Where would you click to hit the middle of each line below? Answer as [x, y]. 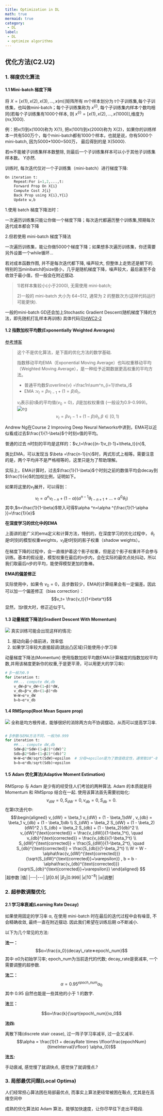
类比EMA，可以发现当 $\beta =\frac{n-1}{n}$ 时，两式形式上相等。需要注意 [80, 454]
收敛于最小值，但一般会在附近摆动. [40, 275]
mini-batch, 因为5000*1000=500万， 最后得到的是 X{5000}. [65, 141]
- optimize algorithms [30, 41]
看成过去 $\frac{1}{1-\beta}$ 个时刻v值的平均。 [55, 433]
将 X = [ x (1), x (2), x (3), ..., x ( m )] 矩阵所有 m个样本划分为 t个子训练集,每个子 [78, 101]
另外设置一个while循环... [29, 252]
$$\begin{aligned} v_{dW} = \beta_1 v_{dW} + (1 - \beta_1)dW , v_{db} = [81, 817]
